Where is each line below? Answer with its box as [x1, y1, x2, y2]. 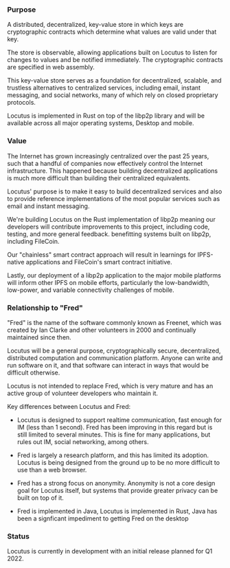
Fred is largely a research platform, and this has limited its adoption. [16, 451, 209, 459]
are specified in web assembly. [7, 63, 95, 72]
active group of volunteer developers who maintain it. [7, 389, 159, 397]
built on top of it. [16, 494, 64, 502]
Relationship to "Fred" [7, 303, 84, 313]
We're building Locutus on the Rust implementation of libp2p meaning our [7, 215, 216, 223]
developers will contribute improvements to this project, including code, [7, 222, 210, 231]
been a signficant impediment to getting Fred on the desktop [16, 514, 189, 523]
